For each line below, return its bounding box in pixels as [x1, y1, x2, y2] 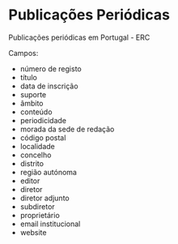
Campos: [8, 48, 39, 58]
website [19, 227, 47, 237]
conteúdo [19, 107, 53, 117]
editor [19, 176, 40, 186]
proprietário [19, 210, 61, 220]
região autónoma [19, 167, 77, 177]
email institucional [19, 219, 81, 229]
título [19, 72, 38, 82]
